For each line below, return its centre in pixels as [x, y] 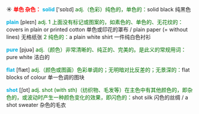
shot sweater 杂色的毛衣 [36, 105]
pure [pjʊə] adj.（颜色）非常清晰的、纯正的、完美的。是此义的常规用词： [97, 50]
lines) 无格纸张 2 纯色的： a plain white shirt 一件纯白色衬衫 [79, 37]
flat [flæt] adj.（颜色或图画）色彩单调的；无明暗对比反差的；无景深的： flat [98, 70]
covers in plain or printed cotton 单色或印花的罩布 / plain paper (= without [97, 30]
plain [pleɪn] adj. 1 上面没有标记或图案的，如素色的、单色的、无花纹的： [95, 22]
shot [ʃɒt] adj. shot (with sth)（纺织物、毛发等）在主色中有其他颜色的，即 [97, 90]
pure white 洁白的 [28, 57]
